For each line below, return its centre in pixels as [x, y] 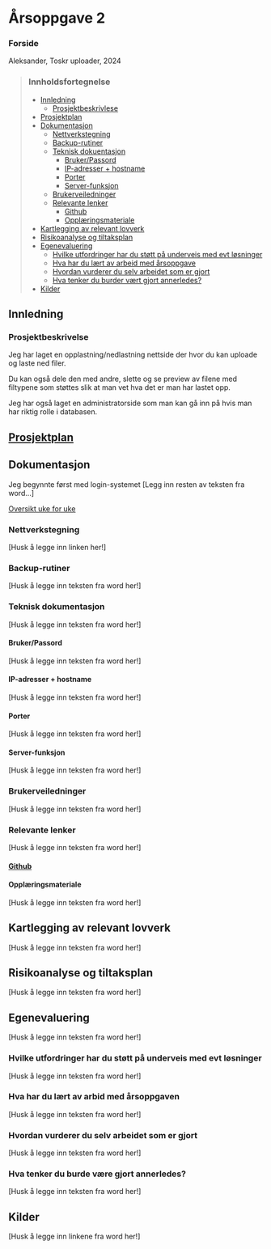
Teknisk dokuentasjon [89, 151]
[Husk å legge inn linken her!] [57, 547]
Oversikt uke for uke [42, 508]
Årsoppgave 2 [57, 18]
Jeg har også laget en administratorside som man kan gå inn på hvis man [130, 403]
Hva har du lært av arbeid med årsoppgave [124, 263]
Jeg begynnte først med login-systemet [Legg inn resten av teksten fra [127, 484]
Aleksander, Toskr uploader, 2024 [65, 61]
